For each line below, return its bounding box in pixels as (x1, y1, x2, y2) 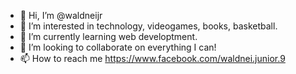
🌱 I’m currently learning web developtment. (19, 31, 198, 42)
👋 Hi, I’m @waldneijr (19, 10, 103, 21)
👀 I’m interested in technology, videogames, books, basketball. (19, 20, 278, 32)
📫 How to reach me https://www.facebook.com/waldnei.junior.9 (19, 53, 286, 64)
